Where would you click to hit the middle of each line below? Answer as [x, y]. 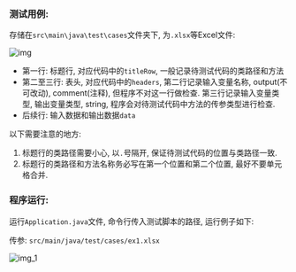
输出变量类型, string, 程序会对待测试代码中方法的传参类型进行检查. [155, 105]
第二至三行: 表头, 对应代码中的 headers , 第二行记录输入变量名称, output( [151, 82]
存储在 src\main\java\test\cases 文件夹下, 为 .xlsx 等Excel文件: [122, 35]
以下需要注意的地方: [46, 134]
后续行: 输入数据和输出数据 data [79, 115]
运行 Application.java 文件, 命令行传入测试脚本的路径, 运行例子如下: [132, 221]
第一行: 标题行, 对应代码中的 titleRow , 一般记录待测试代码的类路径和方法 [153, 71]
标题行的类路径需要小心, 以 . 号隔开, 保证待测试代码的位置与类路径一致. [149, 153]
